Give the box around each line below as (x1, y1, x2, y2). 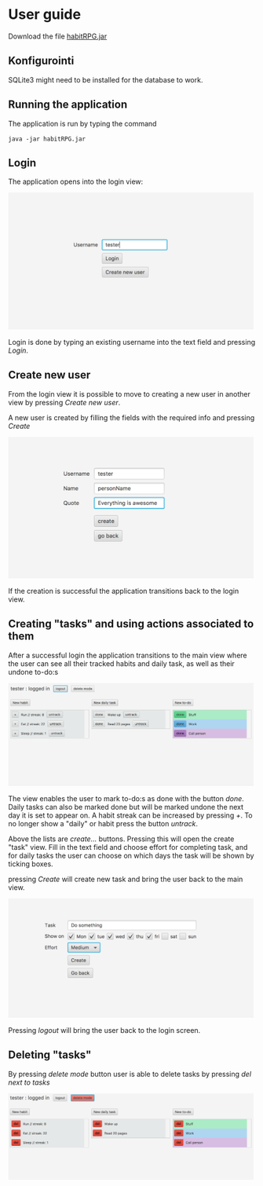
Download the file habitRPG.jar (8, 31, 108, 41)
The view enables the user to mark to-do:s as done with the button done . (8, 793, 245, 803)
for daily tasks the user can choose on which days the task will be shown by (8, 851, 254, 860)
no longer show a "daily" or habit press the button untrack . (8, 818, 199, 828)
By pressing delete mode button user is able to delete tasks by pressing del (8, 1069, 252, 1078)
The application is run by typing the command (8, 119, 157, 128)
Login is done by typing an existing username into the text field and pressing (8, 337, 256, 346)
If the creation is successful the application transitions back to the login (8, 587, 239, 596)
